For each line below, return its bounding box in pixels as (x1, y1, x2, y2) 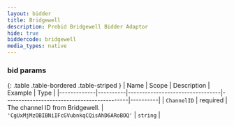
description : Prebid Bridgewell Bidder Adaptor (7, 23, 149, 30)
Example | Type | (7, 88, 56, 97)
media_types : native (7, 42, 68, 49)
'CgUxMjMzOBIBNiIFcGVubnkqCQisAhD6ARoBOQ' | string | (7, 111, 161, 119)
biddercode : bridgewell (7, 36, 77, 43)
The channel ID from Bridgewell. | (7, 104, 104, 112)
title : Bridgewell (7, 17, 61, 24)
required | (199, 96, 228, 104)
